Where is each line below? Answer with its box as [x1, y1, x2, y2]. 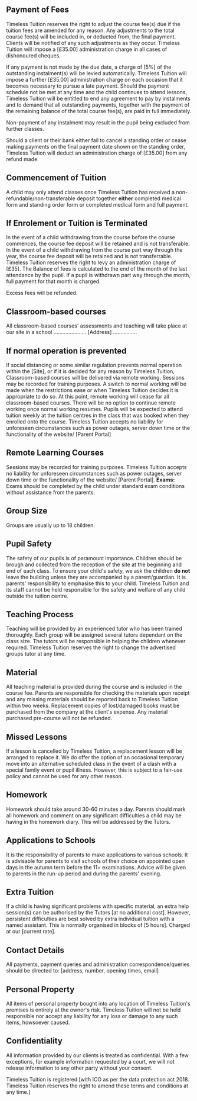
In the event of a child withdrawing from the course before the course [6, 234, 175, 241]
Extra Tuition [6, 887, 54, 897]
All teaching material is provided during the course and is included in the [6, 683, 182, 691]
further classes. [6, 125, 44, 132]
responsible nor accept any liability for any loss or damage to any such [6, 1013, 178, 1019]
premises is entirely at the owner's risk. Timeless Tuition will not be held [6, 1006, 181, 1013]
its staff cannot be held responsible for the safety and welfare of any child [6, 586, 186, 593]
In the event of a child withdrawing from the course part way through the [6, 246, 183, 253]
